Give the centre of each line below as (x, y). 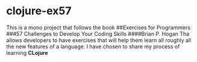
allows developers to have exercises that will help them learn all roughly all (99, 40)
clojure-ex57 (39, 11)
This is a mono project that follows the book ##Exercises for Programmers (98, 27)
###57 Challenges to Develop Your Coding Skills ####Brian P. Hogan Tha (98, 33)
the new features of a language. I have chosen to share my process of (93, 46)
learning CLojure (27, 52)
